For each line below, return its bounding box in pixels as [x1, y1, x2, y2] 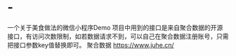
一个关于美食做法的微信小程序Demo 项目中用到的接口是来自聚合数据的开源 [7, 23, 223, 31]
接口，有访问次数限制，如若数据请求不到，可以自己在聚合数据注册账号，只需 [7, 31, 229, 41]
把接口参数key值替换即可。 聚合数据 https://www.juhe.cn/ [7, 41, 174, 49]
